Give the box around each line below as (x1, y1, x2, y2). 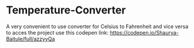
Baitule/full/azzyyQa (6, 35, 55, 42)
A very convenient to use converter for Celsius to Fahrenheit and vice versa (6, 23, 189, 30)
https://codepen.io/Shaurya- (110, 29, 179, 36)
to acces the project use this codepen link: (6, 29, 109, 36)
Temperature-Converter (6, 4, 126, 17)
